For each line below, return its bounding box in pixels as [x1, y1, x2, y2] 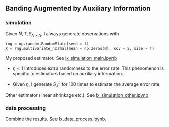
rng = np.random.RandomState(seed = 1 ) [5, 41, 89, 47]
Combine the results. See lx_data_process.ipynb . [5, 116, 107, 122]
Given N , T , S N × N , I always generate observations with [5, 30, 119, 38]
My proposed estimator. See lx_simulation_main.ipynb [5, 55, 117, 61]
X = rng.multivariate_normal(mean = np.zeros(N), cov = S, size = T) [5, 46, 155, 51]
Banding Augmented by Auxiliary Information [5, 4, 151, 13]
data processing [5, 104, 46, 111]
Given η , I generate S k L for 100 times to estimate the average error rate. [12, 80, 161, 88]
